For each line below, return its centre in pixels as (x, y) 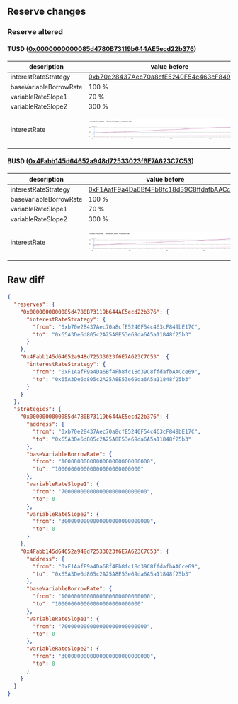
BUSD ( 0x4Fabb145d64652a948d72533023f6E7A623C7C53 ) (101, 161)
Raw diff (26, 280)
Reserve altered (35, 32)
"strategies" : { (38, 409)
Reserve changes (47, 12)
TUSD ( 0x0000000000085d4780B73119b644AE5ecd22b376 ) (102, 48)
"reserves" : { (34, 304)
